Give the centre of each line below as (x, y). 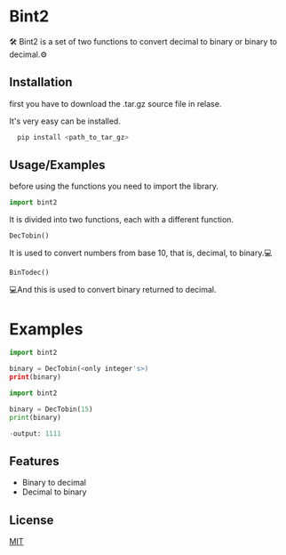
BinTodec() (29, 273)
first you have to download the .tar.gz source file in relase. (115, 103)
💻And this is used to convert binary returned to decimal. (113, 290)
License (32, 520)
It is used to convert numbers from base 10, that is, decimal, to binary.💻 (141, 253)
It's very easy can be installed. (65, 121)
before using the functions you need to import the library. (114, 186)
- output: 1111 (36, 433)
